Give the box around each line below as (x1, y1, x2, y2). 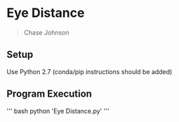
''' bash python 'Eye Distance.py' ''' (6, 106, 110, 115)
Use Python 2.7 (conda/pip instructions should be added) (6, 67, 173, 75)
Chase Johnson (23, 28, 69, 37)
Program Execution (6, 88, 93, 100)
